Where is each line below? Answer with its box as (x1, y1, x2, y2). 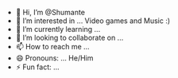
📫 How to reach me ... (15, 42, 90, 51)
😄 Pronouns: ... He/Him (15, 53, 94, 63)
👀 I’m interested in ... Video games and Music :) (15, 16, 171, 25)
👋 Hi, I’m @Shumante (15, 8, 86, 17)
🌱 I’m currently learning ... (15, 25, 101, 33)
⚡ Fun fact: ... (15, 62, 60, 72)
